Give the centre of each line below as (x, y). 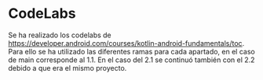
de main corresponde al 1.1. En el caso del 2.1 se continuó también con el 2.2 (131, 60)
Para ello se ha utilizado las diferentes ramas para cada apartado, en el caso (131, 51)
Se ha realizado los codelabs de (60, 35)
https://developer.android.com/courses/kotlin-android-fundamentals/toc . (126, 43)
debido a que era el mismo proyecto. (68, 68)
